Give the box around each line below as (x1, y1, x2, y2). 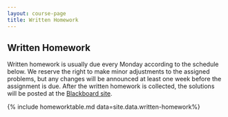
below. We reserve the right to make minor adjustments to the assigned (7, 67, 210, 76)
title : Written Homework (7, 17, 79, 23)
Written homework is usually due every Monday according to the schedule (7, 60, 219, 69)
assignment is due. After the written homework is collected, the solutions (7, 82, 215, 90)
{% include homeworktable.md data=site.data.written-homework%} (7, 103, 200, 111)
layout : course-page (7, 10, 67, 17)
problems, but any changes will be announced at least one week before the (7, 75, 222, 83)
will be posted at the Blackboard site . (7, 89, 113, 98)
